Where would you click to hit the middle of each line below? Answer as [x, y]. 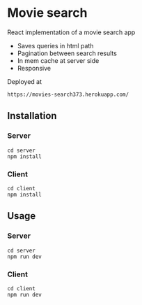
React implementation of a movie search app [71, 32]
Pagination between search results [67, 53]
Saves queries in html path [55, 45]
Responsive [34, 68]
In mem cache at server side [58, 60]
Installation [32, 116]
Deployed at [25, 81]
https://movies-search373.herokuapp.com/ [68, 94]
